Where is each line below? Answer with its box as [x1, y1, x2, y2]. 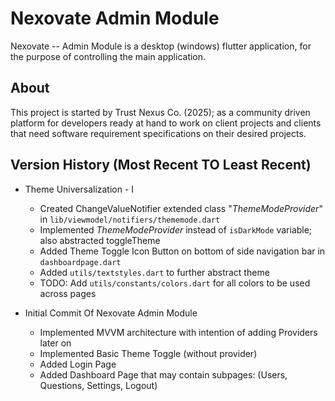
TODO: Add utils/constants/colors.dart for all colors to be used [39, 277, 311, 289]
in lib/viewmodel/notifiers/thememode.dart [39, 213, 221, 225]
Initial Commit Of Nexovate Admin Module [24, 307, 198, 319]
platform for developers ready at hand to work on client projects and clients [10, 117, 322, 129]
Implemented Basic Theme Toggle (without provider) [39, 347, 258, 359]
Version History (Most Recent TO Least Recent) [10, 157, 312, 174]
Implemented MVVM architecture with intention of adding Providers [39, 326, 318, 338]
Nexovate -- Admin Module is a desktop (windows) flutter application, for [10, 40, 312, 52]
